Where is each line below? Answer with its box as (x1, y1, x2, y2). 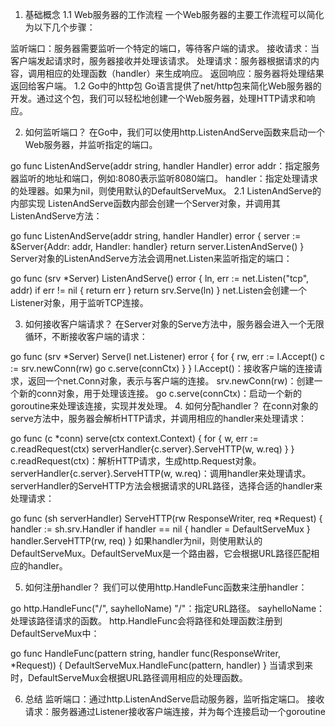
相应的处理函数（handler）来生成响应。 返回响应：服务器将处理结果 (44, 68, 325, 79)
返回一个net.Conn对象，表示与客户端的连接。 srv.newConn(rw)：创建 (27, 375, 315, 387)
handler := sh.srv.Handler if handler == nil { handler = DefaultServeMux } (10, 523, 311, 535)
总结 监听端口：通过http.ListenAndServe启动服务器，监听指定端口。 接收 (24, 693, 325, 705)
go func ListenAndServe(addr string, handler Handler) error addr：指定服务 (10, 160, 321, 172)
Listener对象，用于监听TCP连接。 (10, 297, 149, 308)
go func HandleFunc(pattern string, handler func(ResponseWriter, (10, 648, 281, 659)
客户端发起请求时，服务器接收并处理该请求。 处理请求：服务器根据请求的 (10, 55, 311, 67)
